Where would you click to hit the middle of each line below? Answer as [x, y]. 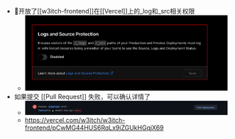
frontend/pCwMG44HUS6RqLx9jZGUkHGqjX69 [94, 128]
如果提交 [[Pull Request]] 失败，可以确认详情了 [82, 96]
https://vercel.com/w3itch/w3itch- [75, 120]
